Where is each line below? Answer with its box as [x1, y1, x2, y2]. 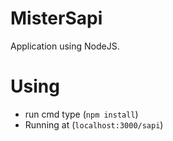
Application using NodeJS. [10, 40, 120, 52]
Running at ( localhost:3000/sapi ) [24, 118, 164, 131]
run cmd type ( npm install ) [24, 108, 139, 120]
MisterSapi [10, 7, 103, 30]
